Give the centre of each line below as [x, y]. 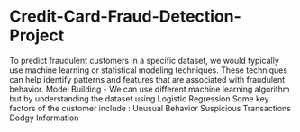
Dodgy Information [44, 118]
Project [37, 35]
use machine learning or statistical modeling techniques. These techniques [149, 70]
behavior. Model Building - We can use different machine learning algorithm [150, 89]
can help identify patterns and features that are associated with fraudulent [147, 79]
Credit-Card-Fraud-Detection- [125, 17]
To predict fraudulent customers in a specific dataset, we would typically [144, 60]
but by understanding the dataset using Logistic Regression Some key [139, 98]
